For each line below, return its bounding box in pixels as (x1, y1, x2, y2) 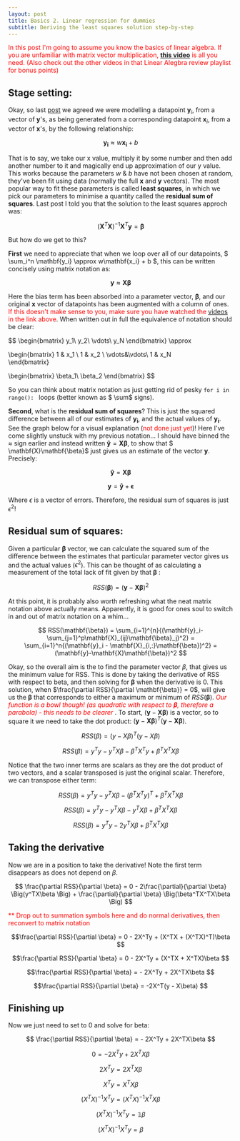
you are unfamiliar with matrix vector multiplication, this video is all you (8, 51, 218, 59)
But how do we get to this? (8, 236, 86, 244)
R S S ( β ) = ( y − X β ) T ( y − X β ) (81, 730, 161, 740)
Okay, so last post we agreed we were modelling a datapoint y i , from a (8, 106, 215, 116)
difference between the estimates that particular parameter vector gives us (8, 551, 229, 561)
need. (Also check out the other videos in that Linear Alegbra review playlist (8, 59, 231, 67)
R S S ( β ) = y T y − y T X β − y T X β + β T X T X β (64, 805, 178, 815)
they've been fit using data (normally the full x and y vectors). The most (8, 176, 220, 185)
